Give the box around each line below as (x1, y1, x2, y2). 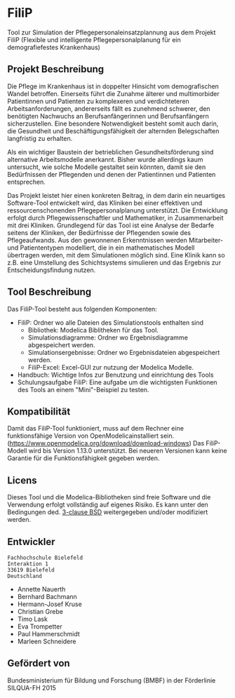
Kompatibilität (7, 405, 71, 417)
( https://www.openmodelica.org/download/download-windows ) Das (7, 439, 205, 448)
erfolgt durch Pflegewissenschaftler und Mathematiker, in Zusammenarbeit (7, 213, 224, 222)
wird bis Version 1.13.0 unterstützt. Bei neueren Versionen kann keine (28, 447, 227, 455)
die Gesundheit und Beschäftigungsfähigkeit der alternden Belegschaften (7, 126, 220, 135)
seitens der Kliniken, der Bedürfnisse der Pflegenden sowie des (7, 228, 192, 236)
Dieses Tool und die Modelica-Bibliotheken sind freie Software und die (7, 493, 211, 502)
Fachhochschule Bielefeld (7, 554, 83, 561)
